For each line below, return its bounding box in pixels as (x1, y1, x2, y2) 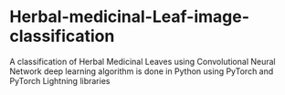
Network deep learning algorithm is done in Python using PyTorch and (9, 66, 274, 77)
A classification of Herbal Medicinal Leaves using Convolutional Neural (9, 56, 276, 67)
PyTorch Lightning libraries (9, 75, 111, 86)
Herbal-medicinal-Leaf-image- (9, 6, 249, 27)
